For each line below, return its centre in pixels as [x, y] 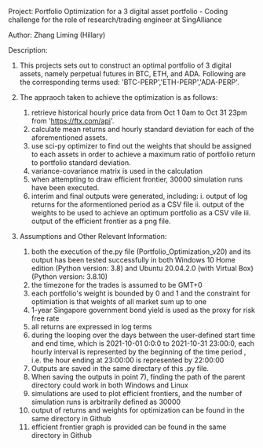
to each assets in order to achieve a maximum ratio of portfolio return [143, 154]
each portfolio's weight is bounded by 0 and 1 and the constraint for [141, 293]
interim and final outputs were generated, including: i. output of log [139, 196]
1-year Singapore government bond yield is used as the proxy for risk [143, 310]
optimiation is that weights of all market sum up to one [119, 301]
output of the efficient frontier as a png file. [101, 221]
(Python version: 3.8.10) [69, 277]
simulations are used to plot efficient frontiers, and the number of [137, 393]
